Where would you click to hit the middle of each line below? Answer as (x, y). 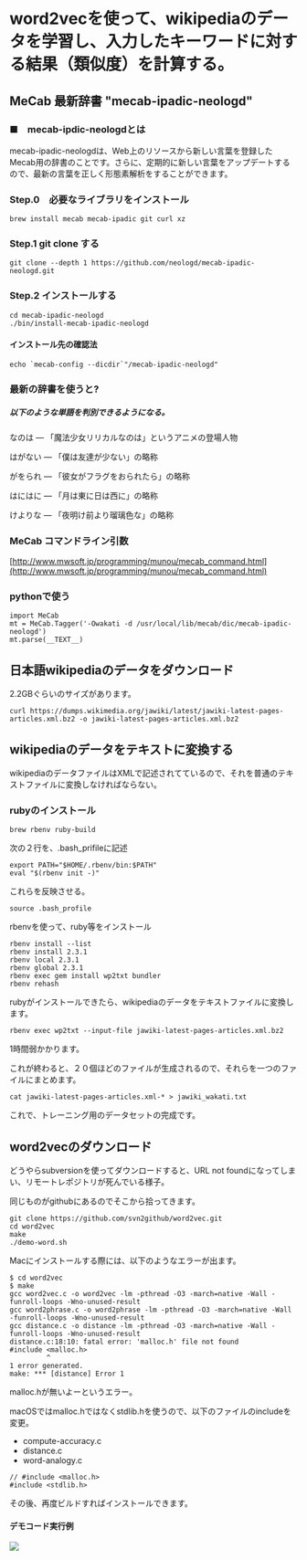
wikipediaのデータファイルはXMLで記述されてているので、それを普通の (144, 774)
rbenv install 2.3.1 (49, 952)
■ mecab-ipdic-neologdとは (78, 129)
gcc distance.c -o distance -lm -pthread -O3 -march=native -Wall (138, 1326)
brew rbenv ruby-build (53, 830)
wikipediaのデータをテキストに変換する (122, 749)
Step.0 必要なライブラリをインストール (100, 199)
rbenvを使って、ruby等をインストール (81, 927)
